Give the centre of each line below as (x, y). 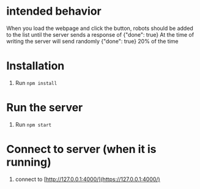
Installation (35, 66)
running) (29, 162)
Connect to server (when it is (82, 149)
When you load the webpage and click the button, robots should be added (100, 28)
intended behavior (54, 11)
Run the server (45, 108)
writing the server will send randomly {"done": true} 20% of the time (92, 41)
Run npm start (33, 124)
